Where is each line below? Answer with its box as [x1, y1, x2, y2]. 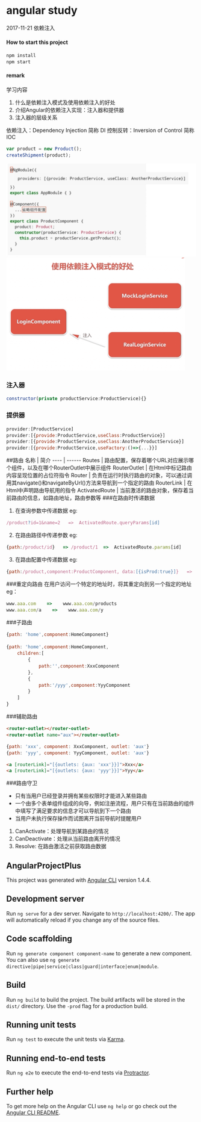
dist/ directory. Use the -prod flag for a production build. [6, 1002, 148, 1009]
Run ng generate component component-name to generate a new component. [6, 949, 193, 957]
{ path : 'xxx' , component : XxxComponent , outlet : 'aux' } [6, 743, 149, 749]
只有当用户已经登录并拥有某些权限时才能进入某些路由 [14, 792, 147, 799]
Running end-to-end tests [6, 1053, 106, 1063]
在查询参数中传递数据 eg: [14, 507, 78, 515]
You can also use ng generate [6, 956, 80, 963]
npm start [6, 59, 31, 65]
